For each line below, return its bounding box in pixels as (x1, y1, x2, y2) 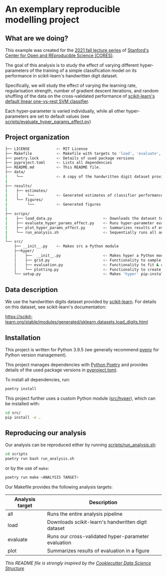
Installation (5, 333, 41, 342)
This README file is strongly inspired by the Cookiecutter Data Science (5, 560, 152, 566)
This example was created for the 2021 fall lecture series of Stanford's (5, 47, 149, 53)
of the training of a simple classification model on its (29, 67, 137, 73)
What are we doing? (5, 34, 69, 42)
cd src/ (5, 410, 21, 415)
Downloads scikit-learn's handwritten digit (47, 519, 147, 525)
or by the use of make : (5, 465, 49, 471)
